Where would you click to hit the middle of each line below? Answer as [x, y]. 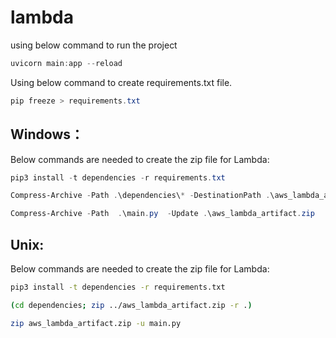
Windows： [47, 134]
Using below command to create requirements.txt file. [121, 82]
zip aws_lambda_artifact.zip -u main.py [96, 323]
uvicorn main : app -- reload [66, 63]
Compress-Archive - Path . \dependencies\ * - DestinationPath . [140, 196]
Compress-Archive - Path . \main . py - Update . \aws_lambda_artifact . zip [162, 214]
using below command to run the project [94, 45]
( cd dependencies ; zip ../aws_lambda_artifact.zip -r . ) [131, 305]
